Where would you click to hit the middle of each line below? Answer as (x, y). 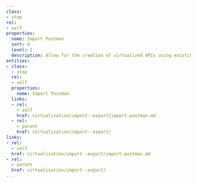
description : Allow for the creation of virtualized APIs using (91, 55)
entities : (18, 61)
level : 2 (22, 50)
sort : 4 (21, 45)
